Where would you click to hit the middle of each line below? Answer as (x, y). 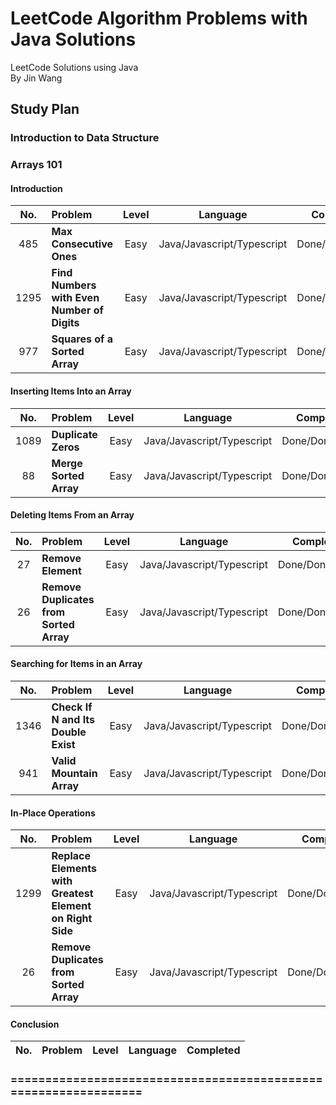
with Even (75, 298)
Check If (72, 707)
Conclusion (35, 1024)
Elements (74, 869)
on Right (72, 919)
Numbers (74, 285)
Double (69, 732)
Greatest (72, 894)
